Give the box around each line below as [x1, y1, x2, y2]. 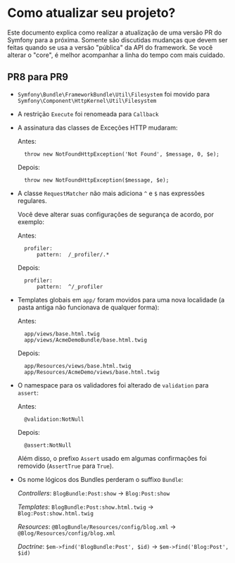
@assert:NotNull [24, 442, 72, 449]
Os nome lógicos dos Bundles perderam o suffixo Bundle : [17, 475, 184, 483]
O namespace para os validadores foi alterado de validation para [17, 381, 209, 389]
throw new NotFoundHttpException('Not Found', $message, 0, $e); [24, 150, 220, 158]
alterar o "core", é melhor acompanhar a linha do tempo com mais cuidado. [7, 51, 225, 59]
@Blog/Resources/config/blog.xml [17, 530, 116, 537]
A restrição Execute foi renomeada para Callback [17, 109, 159, 118]
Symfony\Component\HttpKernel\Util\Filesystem [17, 97, 157, 104]
